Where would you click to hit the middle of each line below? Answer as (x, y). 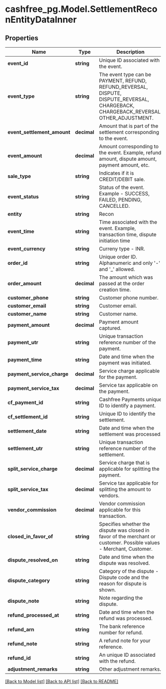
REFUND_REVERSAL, (124, 87)
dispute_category (29, 580)
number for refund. (121, 632)
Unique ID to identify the (127, 414)
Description (130, 52)
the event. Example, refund (130, 153)
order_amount (25, 283)
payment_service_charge (38, 374)
